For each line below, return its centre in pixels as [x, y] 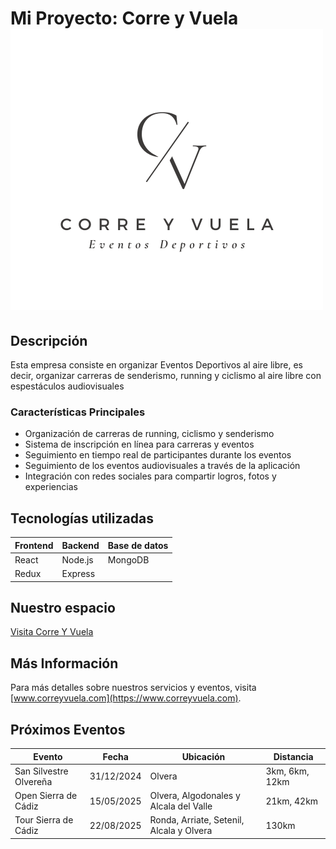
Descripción [49, 340]
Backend [80, 545]
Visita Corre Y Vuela [52, 632]
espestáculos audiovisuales [67, 386]
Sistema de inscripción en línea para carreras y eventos [139, 444]
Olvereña [33, 781]
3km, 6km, [287, 771]
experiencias [51, 487]
